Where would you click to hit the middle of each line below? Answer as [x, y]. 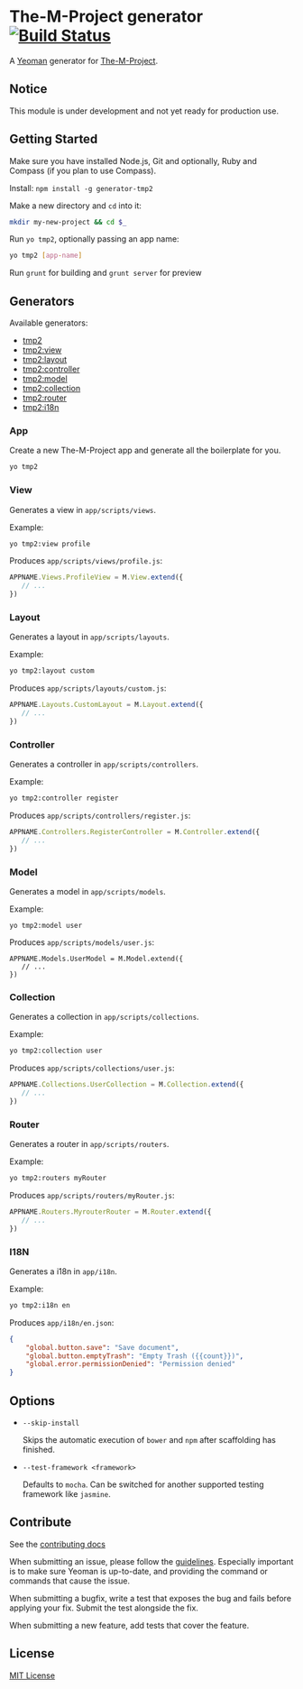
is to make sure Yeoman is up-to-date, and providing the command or [139, 1571]
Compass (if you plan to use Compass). [83, 170]
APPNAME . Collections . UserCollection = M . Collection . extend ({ [127, 1085]
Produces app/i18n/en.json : [62, 1322]
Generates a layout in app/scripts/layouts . [89, 637]
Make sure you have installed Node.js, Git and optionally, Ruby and [133, 161]
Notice [28, 89]
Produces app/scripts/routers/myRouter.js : [92, 1195]
